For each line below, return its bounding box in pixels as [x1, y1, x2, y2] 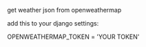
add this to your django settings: [7, 19, 99, 27]
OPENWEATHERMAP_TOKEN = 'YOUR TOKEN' [7, 32, 140, 41]
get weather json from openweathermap [7, 6, 122, 14]
